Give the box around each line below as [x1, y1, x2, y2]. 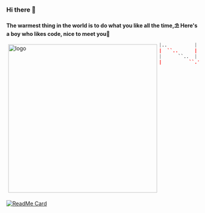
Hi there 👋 [6, 5, 37, 14]
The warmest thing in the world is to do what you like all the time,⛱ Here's [6, 22, 198, 29]
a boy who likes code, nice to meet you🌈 [6, 30, 110, 38]
